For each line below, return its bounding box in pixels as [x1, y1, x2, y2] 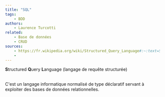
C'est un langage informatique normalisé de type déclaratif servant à [5, 81, 144, 87]
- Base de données [14, 35, 52, 40]
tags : [5, 12, 16, 17]
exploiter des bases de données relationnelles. [5, 87, 100, 93]
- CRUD [14, 39, 27, 44]
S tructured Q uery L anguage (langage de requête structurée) [5, 66, 128, 72]
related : [5, 30, 23, 35]
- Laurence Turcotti [14, 26, 56, 31]
